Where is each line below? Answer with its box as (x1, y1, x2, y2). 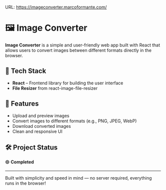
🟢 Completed (5, 159, 34, 165)
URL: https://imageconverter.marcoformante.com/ (5, 4, 107, 10)
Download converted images (12, 123, 71, 129)
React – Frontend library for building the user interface (12, 80, 124, 86)
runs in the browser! (5, 180, 46, 187)
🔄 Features (5, 100, 39, 108)
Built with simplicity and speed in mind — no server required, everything (5, 175, 152, 181)
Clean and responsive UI (12, 128, 63, 134)
